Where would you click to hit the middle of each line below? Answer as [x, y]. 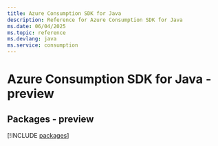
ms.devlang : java [32, 39]
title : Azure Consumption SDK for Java [64, 13]
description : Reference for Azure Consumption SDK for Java [95, 20]
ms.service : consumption [43, 45]
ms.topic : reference [37, 33]
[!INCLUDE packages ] [38, 135]
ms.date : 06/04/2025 [37, 26]
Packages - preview [51, 119]
